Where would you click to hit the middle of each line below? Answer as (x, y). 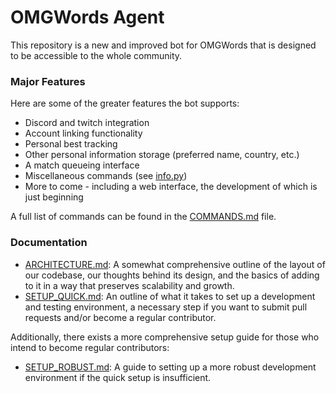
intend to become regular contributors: (90, 347)
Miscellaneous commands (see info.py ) (106, 176)
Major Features (48, 81)
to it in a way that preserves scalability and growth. (129, 285)
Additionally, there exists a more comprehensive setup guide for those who (165, 337)
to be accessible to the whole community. (96, 55)
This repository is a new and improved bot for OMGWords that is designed (163, 45)
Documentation (49, 243)
